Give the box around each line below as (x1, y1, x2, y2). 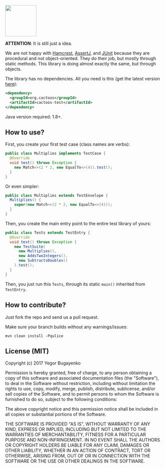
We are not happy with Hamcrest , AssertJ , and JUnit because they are (5, 50, 150, 56)
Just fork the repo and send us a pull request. (5, 314, 99, 320)
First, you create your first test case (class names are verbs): (5, 141, 131, 147)
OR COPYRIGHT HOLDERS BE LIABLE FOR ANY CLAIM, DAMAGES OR (5, 442, 150, 449)
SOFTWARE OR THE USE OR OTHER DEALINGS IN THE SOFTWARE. (5, 458, 145, 464)
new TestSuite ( (14, 244, 46, 249)
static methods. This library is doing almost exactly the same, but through (5, 61, 156, 66)
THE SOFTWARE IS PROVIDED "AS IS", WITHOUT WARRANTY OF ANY (5, 421, 151, 427)
